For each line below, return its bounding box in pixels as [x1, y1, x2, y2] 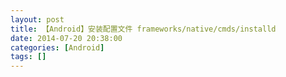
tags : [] [10, 52, 47, 62]
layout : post [10, 14, 65, 25]
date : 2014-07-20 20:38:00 [10, 33, 123, 43]
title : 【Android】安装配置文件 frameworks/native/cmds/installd [10, 24, 277, 34]
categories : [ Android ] [10, 42, 105, 53]
